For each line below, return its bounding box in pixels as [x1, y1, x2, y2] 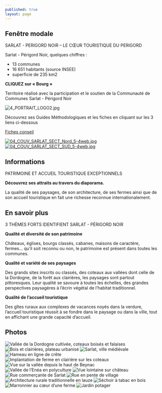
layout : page [5, 12, 32, 17]
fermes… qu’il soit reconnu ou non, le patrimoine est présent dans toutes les [5, 245, 158, 251]
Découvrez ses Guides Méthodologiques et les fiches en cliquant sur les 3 [5, 115, 154, 120]
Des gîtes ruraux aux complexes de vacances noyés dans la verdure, [5, 304, 143, 309]
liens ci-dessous [5, 120, 38, 125]
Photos [5, 328, 27, 337]
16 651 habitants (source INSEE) [12, 67, 76, 72]
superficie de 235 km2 [12, 71, 58, 78]
